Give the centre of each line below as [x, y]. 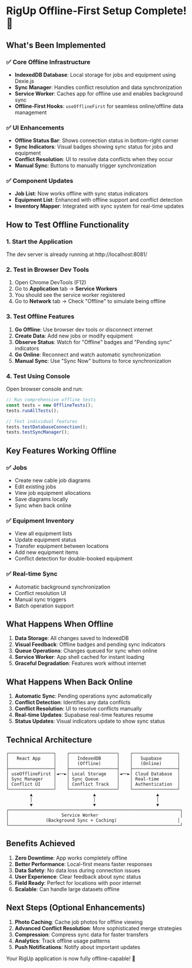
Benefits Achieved [41, 844]
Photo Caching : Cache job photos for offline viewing [79, 922]
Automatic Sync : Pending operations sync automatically [83, 696]
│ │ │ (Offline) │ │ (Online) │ [93, 764]
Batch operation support [44, 605]
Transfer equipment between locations [62, 546]
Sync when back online [43, 505]
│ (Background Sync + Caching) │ [93, 821]
